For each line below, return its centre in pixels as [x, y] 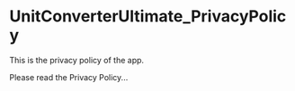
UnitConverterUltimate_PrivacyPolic [148, 17]
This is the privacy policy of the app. [77, 60]
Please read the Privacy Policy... [69, 77]
